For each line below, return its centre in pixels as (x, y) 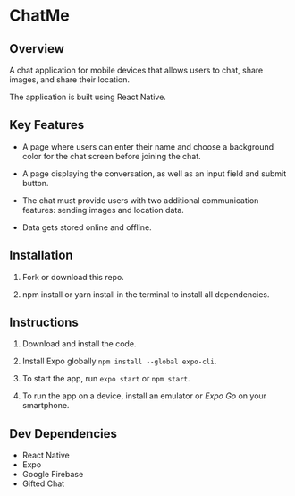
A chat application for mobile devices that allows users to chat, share (136, 70)
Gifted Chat (43, 483)
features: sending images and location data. (103, 210)
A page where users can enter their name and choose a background (148, 146)
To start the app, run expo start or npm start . (106, 379)
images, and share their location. (70, 80)
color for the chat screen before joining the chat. (111, 156)
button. (35, 183)
